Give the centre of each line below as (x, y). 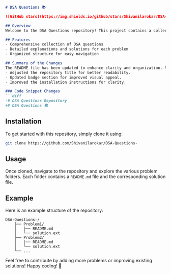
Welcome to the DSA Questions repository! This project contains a (78, 31)
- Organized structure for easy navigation (52, 54)
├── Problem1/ (29, 225)
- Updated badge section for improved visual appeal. (64, 77)
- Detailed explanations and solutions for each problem (67, 49)
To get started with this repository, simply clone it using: (64, 134)
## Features (18, 40)
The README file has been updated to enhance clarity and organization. (84, 68)
